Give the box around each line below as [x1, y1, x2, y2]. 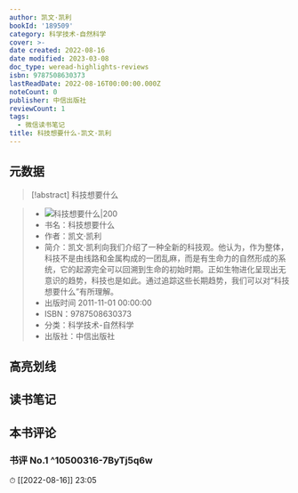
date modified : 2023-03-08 [9, 54, 109, 63]
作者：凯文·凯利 [44, 230, 102, 241]
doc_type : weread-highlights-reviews [9, 63, 149, 72]
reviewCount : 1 [9, 104, 66, 113]
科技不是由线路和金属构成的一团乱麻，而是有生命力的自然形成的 [44, 253, 278, 263]
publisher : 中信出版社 [9, 95, 87, 105]
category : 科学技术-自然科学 [9, 29, 107, 38]
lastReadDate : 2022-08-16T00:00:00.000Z [9, 79, 162, 88]
